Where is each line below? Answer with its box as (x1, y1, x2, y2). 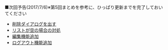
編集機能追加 (12, 34, 39, 39)
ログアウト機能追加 (12, 40, 52, 46)
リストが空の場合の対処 (12, 27, 61, 33)
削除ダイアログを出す (12, 21, 56, 27)
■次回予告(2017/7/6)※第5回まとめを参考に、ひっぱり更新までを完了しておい (5, 4, 163, 10)
